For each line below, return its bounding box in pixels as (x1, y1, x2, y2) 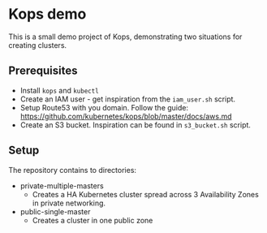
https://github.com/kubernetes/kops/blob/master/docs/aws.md (19, 111, 233, 121)
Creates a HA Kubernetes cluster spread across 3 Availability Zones (32, 189, 260, 199)
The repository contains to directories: (8, 165, 136, 175)
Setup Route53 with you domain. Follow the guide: (19, 102, 189, 112)
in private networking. (32, 198, 106, 208)
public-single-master (19, 206, 91, 216)
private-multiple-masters (19, 180, 104, 191)
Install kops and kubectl (19, 85, 99, 95)
